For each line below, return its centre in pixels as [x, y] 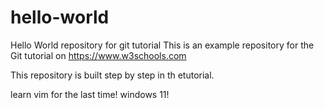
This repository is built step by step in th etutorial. [112, 75]
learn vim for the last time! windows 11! [90, 94]
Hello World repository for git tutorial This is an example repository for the [162, 45]
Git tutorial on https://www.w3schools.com [98, 55]
